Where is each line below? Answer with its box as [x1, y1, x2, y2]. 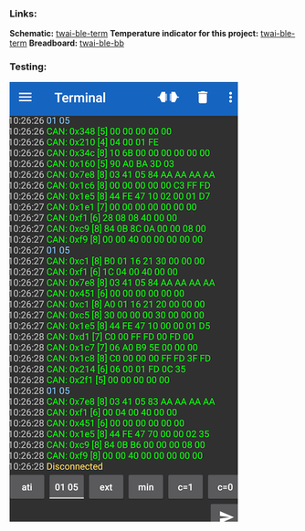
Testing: [9, 60, 47, 73]
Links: [9, 7, 37, 20]
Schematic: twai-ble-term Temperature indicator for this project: [9, 28, 258, 39]
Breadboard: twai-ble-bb [28, 37, 125, 48]
